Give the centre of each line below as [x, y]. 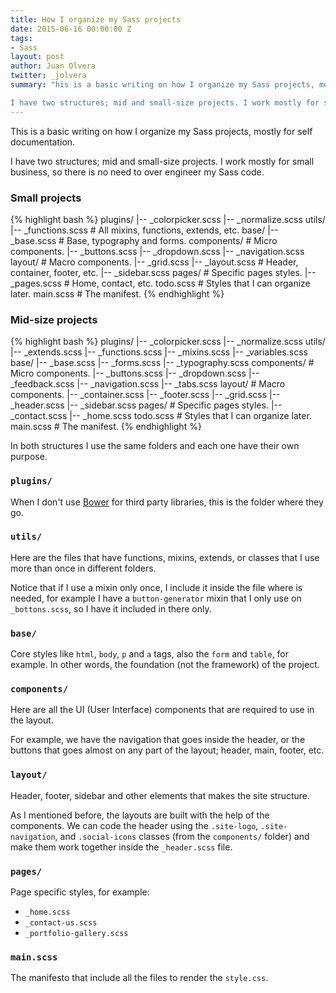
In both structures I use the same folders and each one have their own [155, 446]
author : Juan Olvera [53, 66]
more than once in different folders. [83, 568]
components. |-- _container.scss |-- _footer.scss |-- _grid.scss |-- [145, 395]
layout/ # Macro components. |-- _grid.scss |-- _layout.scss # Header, [154, 262]
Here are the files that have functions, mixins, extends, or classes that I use [165, 557]
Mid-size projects [54, 319]
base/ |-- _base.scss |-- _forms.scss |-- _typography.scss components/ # [162, 363]
